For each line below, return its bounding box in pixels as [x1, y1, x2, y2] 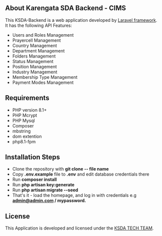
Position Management [12, 63, 57, 69]
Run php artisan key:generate [12, 182, 75, 188]
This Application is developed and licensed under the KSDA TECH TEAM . [5, 225, 154, 231]
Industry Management [12, 69, 58, 75]
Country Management [12, 42, 57, 49]
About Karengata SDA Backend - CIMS [5, 4, 126, 12]
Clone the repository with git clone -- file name [12, 166, 109, 172]
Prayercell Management [12, 37, 61, 43]
